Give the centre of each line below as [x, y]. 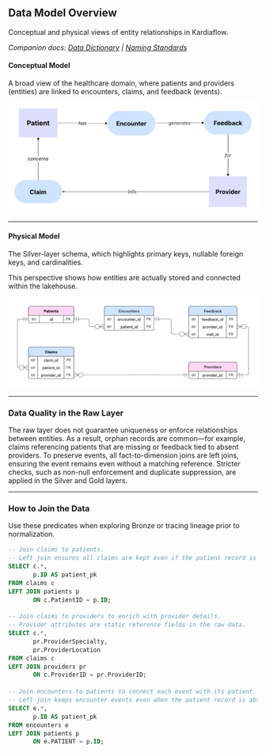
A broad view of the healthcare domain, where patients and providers [122, 83]
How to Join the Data [49, 508]
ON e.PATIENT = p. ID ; [68, 742]
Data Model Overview [63, 13]
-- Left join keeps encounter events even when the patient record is [127, 700]
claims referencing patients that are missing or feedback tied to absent [123, 447]
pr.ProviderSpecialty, [70, 641]
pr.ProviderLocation [67, 650]
